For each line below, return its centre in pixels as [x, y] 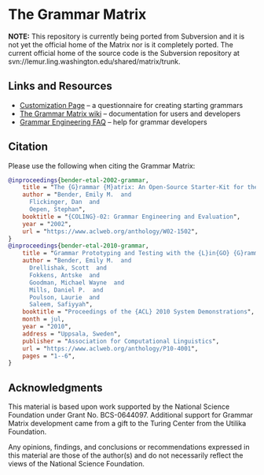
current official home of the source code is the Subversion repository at [124, 53]
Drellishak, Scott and [68, 268]
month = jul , [44, 319]
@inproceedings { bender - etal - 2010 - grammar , [79, 246]
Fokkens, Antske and [64, 275]
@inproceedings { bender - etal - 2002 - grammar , [79, 180]
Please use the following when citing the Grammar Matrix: [102, 165]
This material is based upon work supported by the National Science [119, 406]
